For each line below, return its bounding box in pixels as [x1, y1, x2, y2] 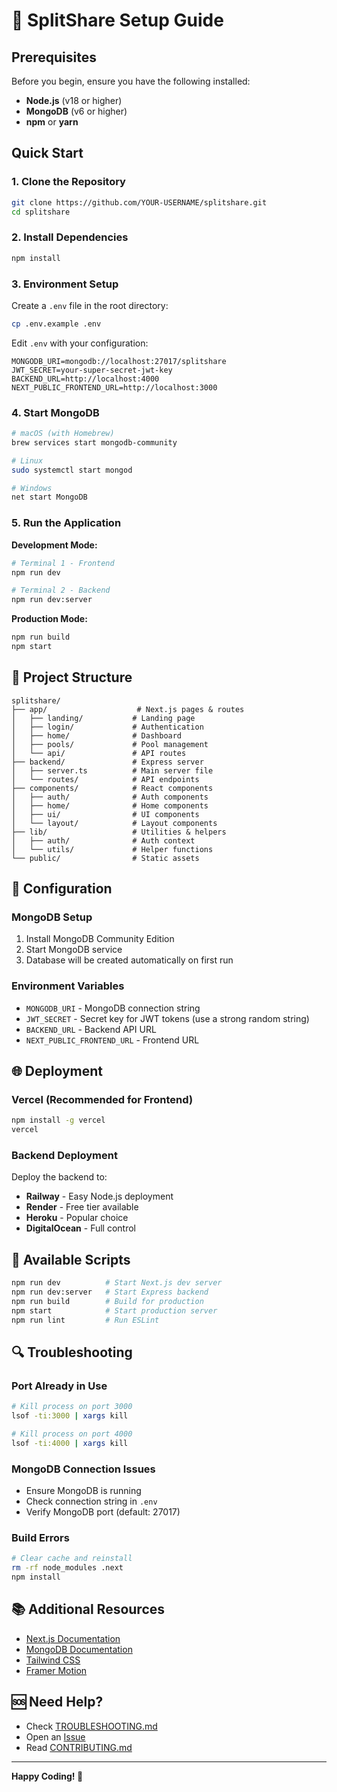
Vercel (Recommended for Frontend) [11, 1092, 194, 1106]
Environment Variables [11, 979, 125, 993]
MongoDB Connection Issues [11, 1462, 156, 1476]
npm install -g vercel [11, 1115, 106, 1126]
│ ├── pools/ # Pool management [11, 739, 209, 749]
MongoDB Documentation [25, 1643, 133, 1655]
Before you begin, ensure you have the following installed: [11, 75, 251, 87]
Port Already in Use [11, 1379, 108, 1393]
